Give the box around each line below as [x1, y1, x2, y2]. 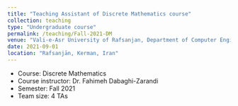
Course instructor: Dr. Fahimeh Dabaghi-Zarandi [17, 76, 159, 85]
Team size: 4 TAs [17, 91, 69, 100]
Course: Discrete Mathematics [17, 69, 107, 78]
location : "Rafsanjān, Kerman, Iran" [7, 50, 119, 57]
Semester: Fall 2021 [17, 84, 76, 93]
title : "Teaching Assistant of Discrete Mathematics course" [7, 10, 192, 18]
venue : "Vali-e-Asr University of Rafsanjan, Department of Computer [7, 37, 217, 44]
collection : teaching [7, 17, 72, 24]
